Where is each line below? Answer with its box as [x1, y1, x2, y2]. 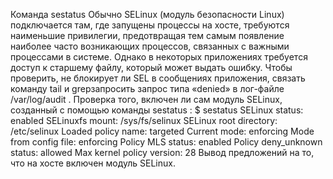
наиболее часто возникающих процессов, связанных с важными [10, 40, 290, 52]
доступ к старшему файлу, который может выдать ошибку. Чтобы [10, 62, 293, 73]
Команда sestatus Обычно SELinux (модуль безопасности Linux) [10, 9, 285, 20]
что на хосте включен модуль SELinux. [10, 157, 176, 169]
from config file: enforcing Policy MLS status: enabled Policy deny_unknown [10, 136, 323, 148]
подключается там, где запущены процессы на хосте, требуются [10, 19, 290, 31]
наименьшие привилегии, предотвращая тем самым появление [10, 30, 285, 41]
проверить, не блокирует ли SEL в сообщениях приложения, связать [10, 72, 306, 84]
